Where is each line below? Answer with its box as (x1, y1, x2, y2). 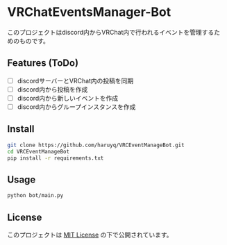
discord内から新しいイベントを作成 (17, 94, 119, 102)
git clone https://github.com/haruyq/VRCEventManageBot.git (7, 142, 185, 149)
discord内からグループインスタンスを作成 (17, 102, 136, 111)
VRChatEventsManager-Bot (7, 4, 171, 20)
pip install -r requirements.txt (7, 154, 104, 162)
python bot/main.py (7, 192, 64, 199)
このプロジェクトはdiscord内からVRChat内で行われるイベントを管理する (7, 28, 215, 36)
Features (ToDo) (7, 57, 78, 69)
